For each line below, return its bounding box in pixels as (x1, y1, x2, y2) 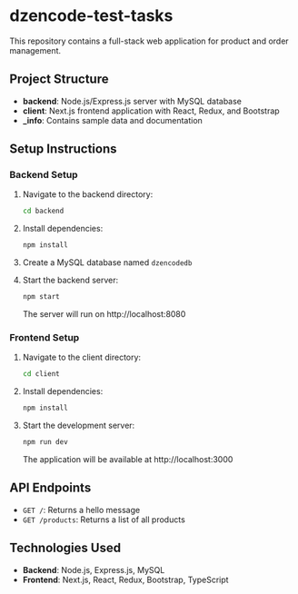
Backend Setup (9, 169, 79, 182)
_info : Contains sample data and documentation (22, 114, 203, 125)
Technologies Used (9, 540, 121, 556)
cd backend (22, 206, 65, 216)
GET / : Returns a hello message (22, 504, 141, 515)
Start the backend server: (22, 274, 119, 286)
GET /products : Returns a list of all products (22, 514, 186, 525)
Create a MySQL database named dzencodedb (22, 257, 193, 268)
